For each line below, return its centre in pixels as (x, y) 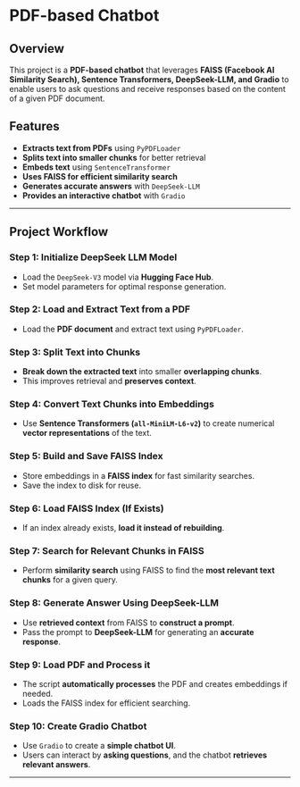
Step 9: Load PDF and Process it (80, 665)
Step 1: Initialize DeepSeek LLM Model (93, 257)
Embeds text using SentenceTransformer (96, 167)
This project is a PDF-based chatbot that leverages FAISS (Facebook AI (142, 70)
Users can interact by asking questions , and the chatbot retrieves (145, 755)
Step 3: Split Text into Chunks (75, 352)
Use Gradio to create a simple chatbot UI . (99, 746)
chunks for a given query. (70, 580)
